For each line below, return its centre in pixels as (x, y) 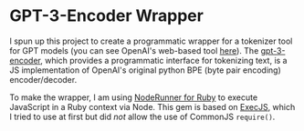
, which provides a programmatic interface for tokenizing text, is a (163, 60)
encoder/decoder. (43, 79)
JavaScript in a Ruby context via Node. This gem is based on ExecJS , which (152, 106)
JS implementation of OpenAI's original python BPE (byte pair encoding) (145, 70)
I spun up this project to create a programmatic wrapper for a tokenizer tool (151, 41)
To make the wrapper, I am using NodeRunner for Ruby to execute (134, 97)
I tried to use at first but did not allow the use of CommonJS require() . (142, 116)
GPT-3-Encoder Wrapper (106, 16)
